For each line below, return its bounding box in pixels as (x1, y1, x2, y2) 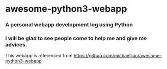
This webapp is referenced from (5, 53, 73, 59)
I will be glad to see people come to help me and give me (5, 35, 147, 42)
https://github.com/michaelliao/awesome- (73, 53, 162, 59)
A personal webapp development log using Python (5, 21, 133, 28)
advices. (5, 41, 27, 48)
